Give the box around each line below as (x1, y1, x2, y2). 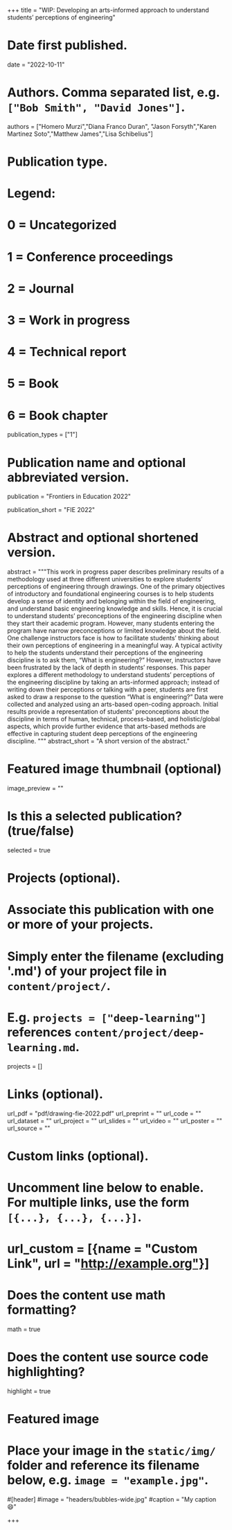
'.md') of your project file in (7, 963, 168, 979)
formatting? (7, 1302, 77, 1318)
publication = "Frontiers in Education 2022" (7, 492, 132, 501)
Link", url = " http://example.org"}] (7, 1256, 210, 1272)
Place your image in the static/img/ (7, 1443, 216, 1459)
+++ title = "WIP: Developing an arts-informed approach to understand (7, 6, 209, 14)
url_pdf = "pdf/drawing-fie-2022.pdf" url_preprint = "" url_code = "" (7, 1109, 202, 1118)
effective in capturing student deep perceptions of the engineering (7, 730, 197, 738)
